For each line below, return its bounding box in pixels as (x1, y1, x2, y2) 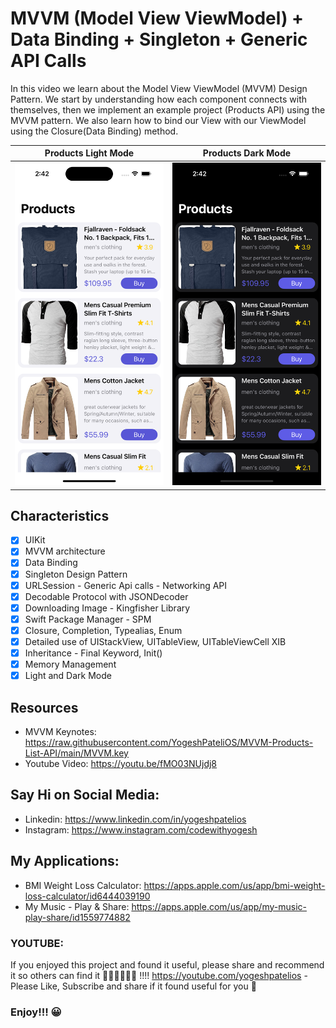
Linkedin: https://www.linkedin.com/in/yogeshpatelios (24, 813, 247, 825)
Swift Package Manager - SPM (24, 613, 152, 625)
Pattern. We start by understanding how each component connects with (10, 93, 308, 105)
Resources (10, 699, 79, 716)
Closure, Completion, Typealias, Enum (24, 624, 183, 636)
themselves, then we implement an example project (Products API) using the (10, 103, 326, 116)
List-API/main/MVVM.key (24, 747, 129, 759)
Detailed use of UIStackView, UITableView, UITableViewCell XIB (24, 635, 287, 647)
